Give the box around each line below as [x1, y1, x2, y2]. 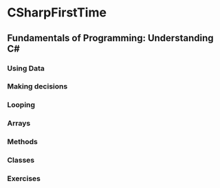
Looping [7, 100, 36, 110]
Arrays [7, 119, 31, 128]
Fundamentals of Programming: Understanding [7, 32, 214, 44]
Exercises [7, 174, 41, 183]
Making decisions [7, 82, 68, 91]
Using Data [7, 63, 45, 73]
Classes [7, 156, 35, 165]
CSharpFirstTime [7, 5, 107, 21]
